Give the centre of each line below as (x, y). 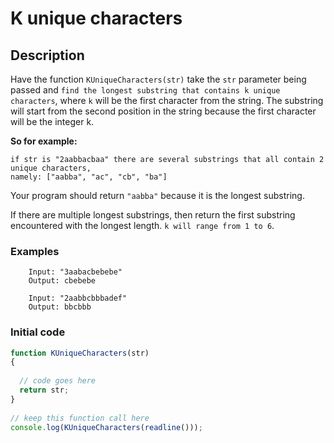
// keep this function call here (80, 418)
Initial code (38, 332)
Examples (35, 251)
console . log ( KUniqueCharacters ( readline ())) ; (106, 427)
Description (47, 55)
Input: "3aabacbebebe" (75, 272)
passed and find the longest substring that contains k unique (145, 90)
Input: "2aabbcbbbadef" (78, 298)
